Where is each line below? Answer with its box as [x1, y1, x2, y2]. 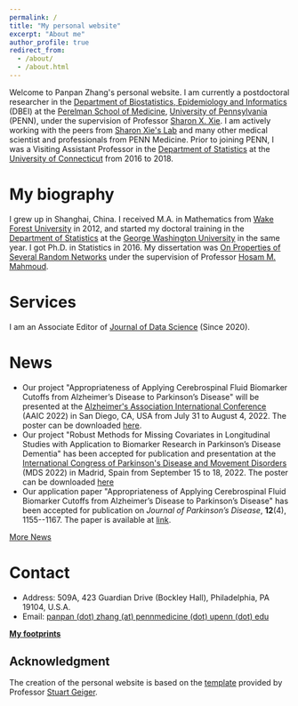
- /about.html [17, 63, 69, 72]
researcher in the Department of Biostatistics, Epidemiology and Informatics [9, 96, 287, 107]
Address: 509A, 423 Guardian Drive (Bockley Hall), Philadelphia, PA [21, 592, 270, 603]
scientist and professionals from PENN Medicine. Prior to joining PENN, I [9, 134, 274, 145]
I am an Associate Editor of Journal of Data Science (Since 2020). [9, 321, 251, 332]
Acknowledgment [9, 654, 110, 670]
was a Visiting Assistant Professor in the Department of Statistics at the [9, 143, 271, 154]
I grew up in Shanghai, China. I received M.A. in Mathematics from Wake [9, 213, 274, 224]
